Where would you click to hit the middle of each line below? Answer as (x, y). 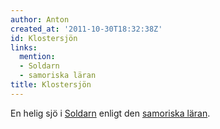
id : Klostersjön (44, 38)
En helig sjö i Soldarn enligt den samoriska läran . (110, 113)
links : (24, 47)
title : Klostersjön (51, 85)
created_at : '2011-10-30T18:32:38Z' (86, 29)
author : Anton (40, 19)
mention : (37, 57)
